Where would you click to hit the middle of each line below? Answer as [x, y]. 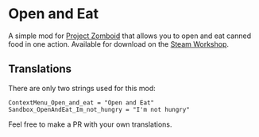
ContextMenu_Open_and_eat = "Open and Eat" [81, 103]
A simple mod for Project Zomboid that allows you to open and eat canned [130, 36]
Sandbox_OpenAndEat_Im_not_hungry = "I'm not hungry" [99, 109]
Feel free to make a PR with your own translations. [90, 124]
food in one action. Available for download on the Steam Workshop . [118, 44]
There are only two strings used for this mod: [82, 88]
